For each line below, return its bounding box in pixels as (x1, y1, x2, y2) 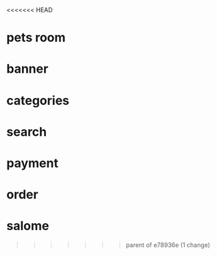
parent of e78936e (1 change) (126, 241, 211, 249)
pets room (6, 30, 66, 45)
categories (6, 93, 70, 108)
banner (6, 61, 49, 77)
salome (6, 218, 49, 234)
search (6, 124, 47, 139)
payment (6, 155, 59, 171)
